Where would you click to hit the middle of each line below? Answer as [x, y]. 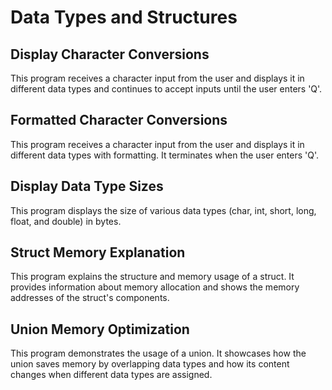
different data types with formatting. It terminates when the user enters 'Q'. [165, 155]
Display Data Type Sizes [87, 186]
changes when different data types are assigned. [111, 375]
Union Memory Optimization [100, 329]
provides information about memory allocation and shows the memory [155, 287]
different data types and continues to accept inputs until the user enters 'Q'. [166, 89]
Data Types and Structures [124, 17]
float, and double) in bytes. [66, 221]
